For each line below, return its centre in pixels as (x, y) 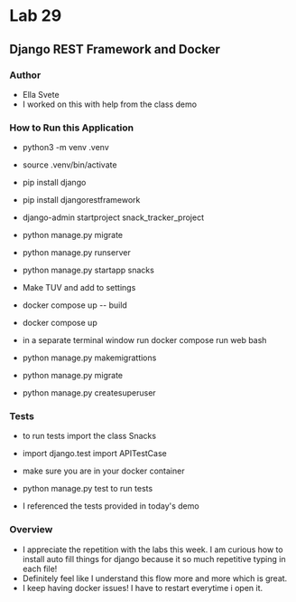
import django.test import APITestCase (94, 454)
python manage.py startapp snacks (88, 270)
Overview (31, 530)
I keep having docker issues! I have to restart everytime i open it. (143, 588)
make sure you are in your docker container (103, 471)
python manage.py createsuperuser (89, 393)
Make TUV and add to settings (79, 288)
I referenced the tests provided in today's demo (111, 506)
